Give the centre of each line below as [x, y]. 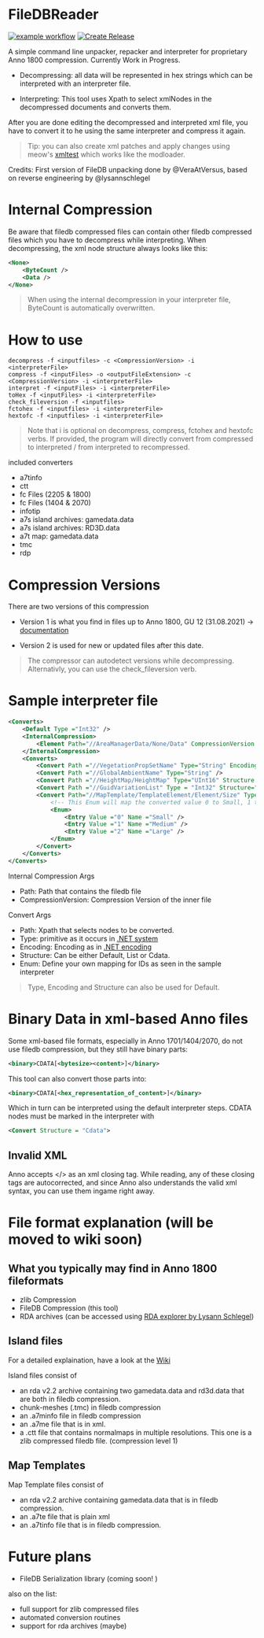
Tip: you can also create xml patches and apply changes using [128, 146]
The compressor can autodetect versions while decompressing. [130, 661]
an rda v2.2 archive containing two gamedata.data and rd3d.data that [132, 1390]
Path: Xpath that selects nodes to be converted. [97, 930]
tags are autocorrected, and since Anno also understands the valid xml [123, 1183]
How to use [46, 340]
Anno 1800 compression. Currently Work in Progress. [94, 60]
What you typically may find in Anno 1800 [113, 1268]
